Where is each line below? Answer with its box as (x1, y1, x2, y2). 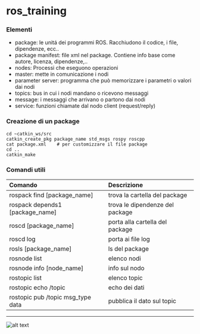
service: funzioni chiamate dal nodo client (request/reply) (14, 103, 156, 110)
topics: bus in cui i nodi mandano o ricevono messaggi (14, 89, 149, 97)
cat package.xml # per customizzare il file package (6, 141, 148, 147)
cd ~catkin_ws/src (6, 131, 52, 137)
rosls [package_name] (9, 245, 72, 253)
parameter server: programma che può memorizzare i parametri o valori (14, 77, 192, 84)
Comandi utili (6, 165, 46, 174)
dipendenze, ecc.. (14, 45, 60, 52)
